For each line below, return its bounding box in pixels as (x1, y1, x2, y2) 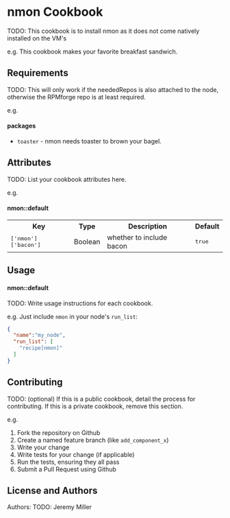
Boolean (73, 237, 101, 246)
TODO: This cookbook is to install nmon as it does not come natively (7, 27, 200, 35)
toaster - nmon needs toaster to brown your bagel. (16, 137, 162, 145)
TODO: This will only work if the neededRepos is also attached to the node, (7, 85, 219, 93)
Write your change (16, 443, 70, 451)
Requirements (7, 67, 68, 79)
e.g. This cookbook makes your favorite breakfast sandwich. (7, 47, 178, 56)
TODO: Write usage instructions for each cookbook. (7, 299, 153, 307)
